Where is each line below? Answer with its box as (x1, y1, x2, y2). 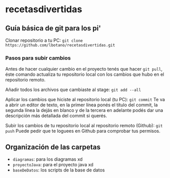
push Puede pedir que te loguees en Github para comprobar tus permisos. (5, 128, 161, 134)
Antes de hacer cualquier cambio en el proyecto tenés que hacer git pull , (5, 66, 163, 72)
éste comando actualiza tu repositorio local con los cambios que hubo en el (5, 71, 164, 77)
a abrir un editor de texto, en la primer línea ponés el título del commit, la (5, 102, 158, 108)
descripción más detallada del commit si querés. (5, 113, 107, 119)
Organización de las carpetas (5, 142, 101, 151)
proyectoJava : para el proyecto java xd (12, 162, 93, 168)
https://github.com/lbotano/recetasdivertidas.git (5, 43, 115, 48)
